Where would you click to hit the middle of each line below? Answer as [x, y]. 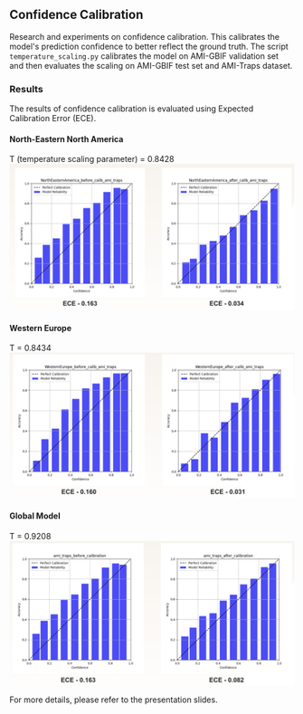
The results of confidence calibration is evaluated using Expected [132, 109]
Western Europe [41, 328]
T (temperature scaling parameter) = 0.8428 [92, 159]
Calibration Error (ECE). [53, 119]
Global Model [35, 516]
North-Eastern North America [66, 138]
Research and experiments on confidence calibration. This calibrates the [145, 36]
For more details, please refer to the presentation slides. [114, 700]
